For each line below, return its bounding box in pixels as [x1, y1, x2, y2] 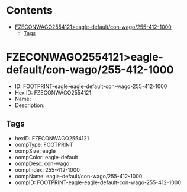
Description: [14, 102, 45, 109]
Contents [6, 4, 53, 17]
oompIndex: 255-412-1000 [14, 166, 80, 173]
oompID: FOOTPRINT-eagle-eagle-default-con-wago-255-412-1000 [14, 179, 182, 186]
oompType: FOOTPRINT [14, 141, 73, 148]
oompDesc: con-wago [14, 160, 70, 167]
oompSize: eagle [14, 147, 56, 155]
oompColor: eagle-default [14, 153, 78, 160]
